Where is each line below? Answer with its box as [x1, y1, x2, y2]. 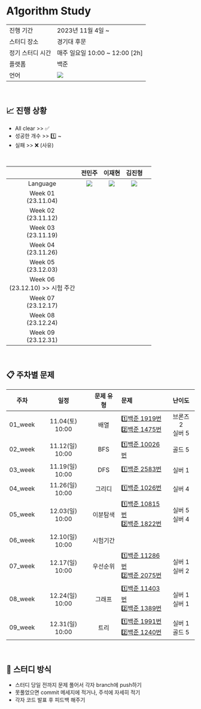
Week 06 [29, 275, 55, 283]
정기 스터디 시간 [9, 49, 51, 57]
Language [28, 179, 57, 187]
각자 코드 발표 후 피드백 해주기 [14, 696, 86, 704]
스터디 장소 [9, 37, 39, 46]
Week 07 [29, 293, 55, 302]
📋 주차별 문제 [6, 370, 55, 380]
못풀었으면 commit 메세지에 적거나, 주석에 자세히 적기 [14, 689, 141, 696]
